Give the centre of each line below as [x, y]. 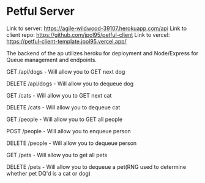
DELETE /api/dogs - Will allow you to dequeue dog [70, 84]
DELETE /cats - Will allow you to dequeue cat [63, 107]
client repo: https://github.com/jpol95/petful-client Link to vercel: [88, 34]
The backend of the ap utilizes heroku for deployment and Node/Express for [102, 53]
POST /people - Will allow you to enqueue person [69, 131]
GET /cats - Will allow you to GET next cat [59, 95]
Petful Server [40, 11]
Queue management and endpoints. [51, 60]
